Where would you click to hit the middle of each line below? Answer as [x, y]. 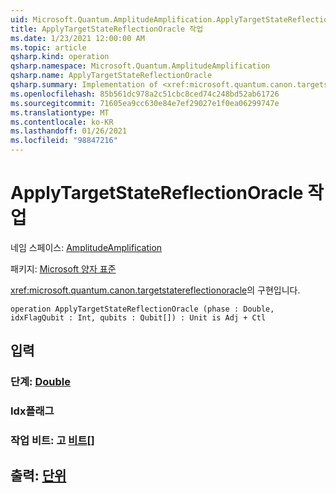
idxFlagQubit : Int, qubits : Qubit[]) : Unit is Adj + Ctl [138, 317]
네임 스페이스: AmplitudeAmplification [86, 247]
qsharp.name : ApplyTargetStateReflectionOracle [111, 76]
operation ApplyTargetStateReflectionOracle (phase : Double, [142, 309]
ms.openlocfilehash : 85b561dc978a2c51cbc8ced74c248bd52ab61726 [145, 94]
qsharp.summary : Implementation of [84, 85]
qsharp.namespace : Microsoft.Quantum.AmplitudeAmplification [140, 66]
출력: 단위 [38, 476]
